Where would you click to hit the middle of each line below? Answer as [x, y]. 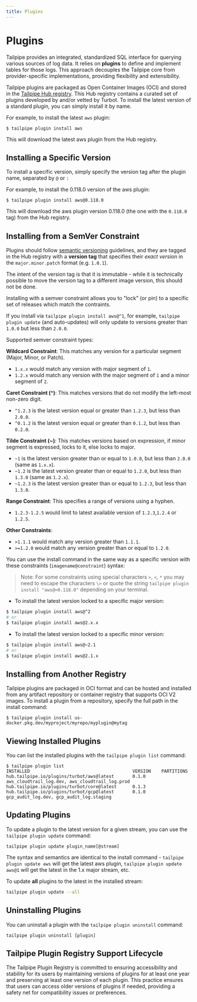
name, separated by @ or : [38, 178]
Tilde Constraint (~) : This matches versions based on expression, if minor [96, 441]
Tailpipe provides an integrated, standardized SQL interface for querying [94, 57]
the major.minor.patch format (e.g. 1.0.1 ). [57, 263]
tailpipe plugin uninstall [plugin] [51, 935]
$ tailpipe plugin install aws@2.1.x [52, 656]
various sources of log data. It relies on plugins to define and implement [94, 63]
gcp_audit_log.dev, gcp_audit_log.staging [59, 797]
